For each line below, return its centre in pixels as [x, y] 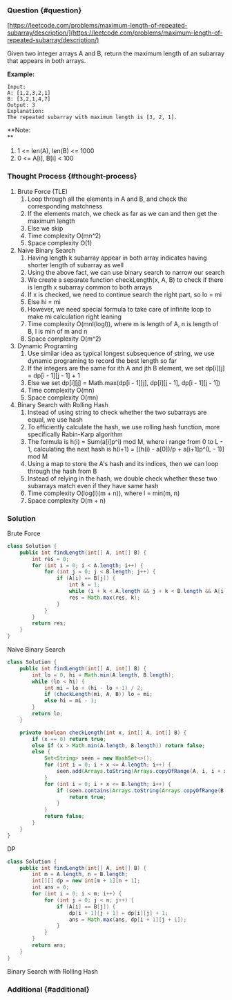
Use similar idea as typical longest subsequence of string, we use [121, 353]
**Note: [19, 130]
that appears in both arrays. [47, 61]
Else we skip [45, 228]
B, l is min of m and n [57, 331]
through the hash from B [62, 471]
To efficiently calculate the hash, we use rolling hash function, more [124, 427]
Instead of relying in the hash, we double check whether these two [122, 478]
